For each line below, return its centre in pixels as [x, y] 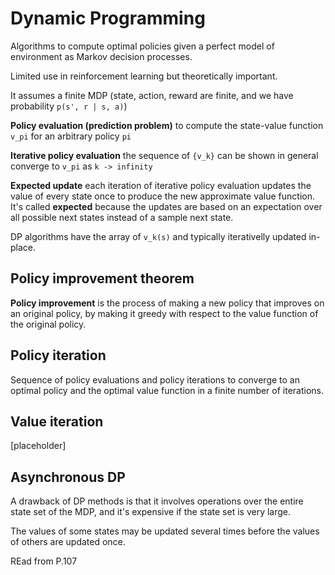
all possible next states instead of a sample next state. [122, 217]
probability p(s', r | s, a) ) [69, 106]
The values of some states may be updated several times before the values [165, 531]
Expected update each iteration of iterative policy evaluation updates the [161, 185]
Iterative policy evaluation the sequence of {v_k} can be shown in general [164, 155]
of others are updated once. [68, 542]
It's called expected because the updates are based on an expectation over [166, 206]
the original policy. [48, 324]
